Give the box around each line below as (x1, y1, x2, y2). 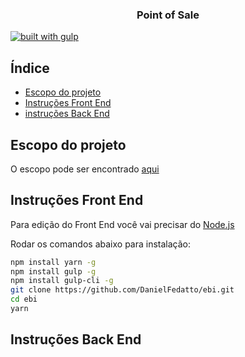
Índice (10, 59, 50, 77)
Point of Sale (136, 8, 200, 22)
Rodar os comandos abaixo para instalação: (10, 238, 192, 250)
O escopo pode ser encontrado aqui (10, 163, 160, 175)
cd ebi (10, 294, 38, 305)
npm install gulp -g (10, 266, 97, 277)
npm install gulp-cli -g (10, 276, 114, 286)
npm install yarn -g (10, 257, 97, 267)
